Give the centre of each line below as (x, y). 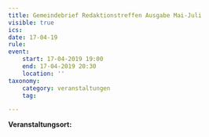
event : (19, 52)
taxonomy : (24, 81)
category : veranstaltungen (66, 88)
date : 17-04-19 (33, 37)
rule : (17, 45)
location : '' (44, 74)
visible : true (31, 23)
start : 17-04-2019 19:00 (63, 59)
